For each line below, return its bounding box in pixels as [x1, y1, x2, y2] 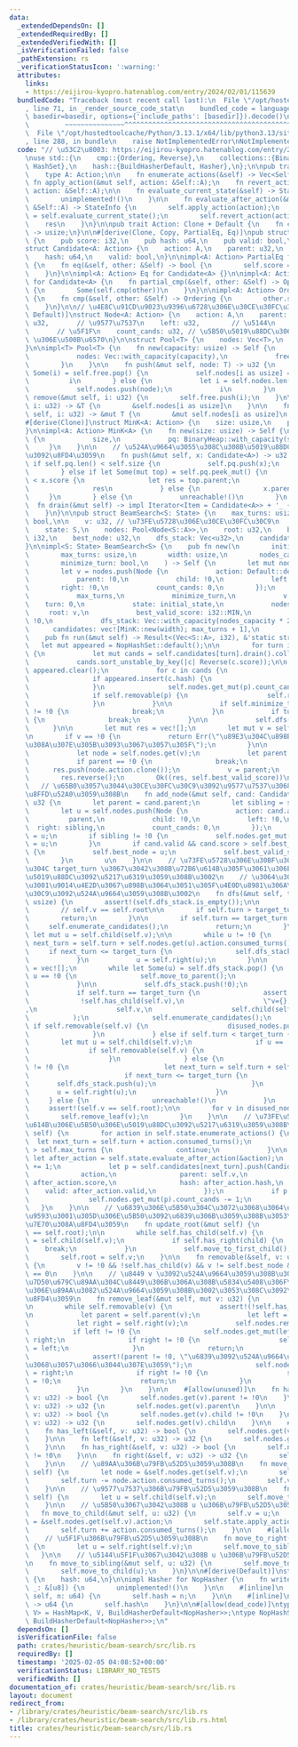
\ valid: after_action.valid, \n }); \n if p [25, 1187, 288, 1196]
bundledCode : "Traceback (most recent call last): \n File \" [17, 95, 252, 105]
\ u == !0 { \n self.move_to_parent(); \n [25, 972, 237, 981]
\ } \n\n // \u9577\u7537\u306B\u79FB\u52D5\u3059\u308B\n [25, 1484, 268, 1494]
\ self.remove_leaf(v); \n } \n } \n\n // [25, 1112, 252, 1121]
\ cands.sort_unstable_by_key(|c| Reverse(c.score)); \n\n [25, 658, 288, 667]
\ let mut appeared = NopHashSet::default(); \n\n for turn [25, 641, 284, 650]
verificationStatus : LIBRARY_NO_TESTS [17, 1666, 161, 1675]
